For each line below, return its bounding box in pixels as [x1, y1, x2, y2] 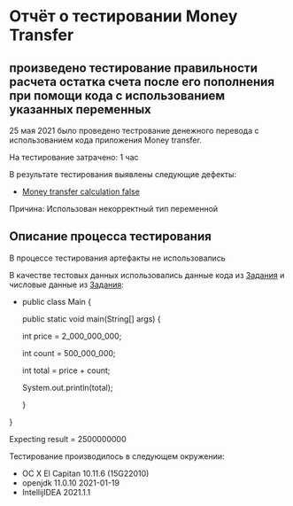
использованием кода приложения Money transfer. [9, 135, 202, 145]
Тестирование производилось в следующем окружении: [9, 450, 225, 462]
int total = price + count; [21, 365, 111, 376]
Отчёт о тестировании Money [9, 6, 238, 27]
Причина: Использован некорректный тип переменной [9, 204, 219, 214]
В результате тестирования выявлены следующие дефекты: [9, 169, 237, 179]
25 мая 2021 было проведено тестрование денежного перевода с [9, 126, 259, 136]
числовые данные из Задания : [9, 279, 124, 290]
